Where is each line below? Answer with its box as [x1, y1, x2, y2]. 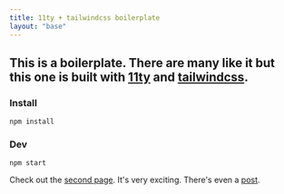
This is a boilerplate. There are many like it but [9, 55, 275, 71]
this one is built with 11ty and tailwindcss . [9, 69, 249, 84]
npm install [9, 117, 54, 127]
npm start [9, 159, 47, 168]
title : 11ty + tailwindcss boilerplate [9, 13, 161, 23]
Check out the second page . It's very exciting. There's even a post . [9, 174, 260, 186]
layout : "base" [9, 22, 67, 31]
